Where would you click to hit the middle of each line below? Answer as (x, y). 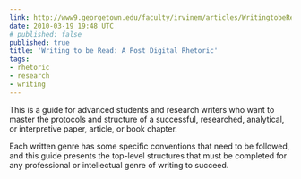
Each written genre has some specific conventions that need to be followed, (150, 146)
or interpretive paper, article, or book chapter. (93, 128)
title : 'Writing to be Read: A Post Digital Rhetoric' (114, 51)
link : (19, 17)
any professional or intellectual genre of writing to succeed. (119, 165)
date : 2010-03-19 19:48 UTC (62, 26)
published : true (39, 43)
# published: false (46, 34)
